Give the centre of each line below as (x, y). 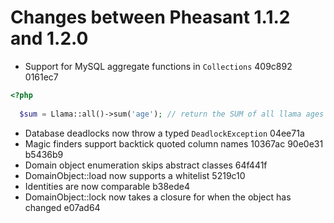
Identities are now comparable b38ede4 (107, 186)
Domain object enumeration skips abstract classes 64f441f (146, 165)
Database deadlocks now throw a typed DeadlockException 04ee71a (164, 133)
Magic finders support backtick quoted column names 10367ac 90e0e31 (174, 143)
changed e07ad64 (62, 207)
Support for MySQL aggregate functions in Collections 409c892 (158, 66)
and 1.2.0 (49, 38)
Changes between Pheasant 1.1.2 (150, 17)
